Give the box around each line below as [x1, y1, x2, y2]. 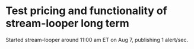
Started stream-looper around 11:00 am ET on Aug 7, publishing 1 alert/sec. [5, 36, 188, 43]
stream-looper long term [5, 17, 130, 30]
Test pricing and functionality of [5, 4, 167, 18]
